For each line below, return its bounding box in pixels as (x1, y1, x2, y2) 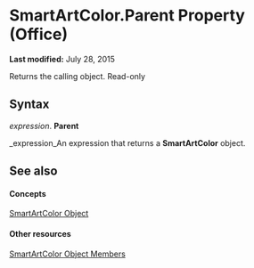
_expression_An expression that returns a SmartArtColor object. (9, 137, 246, 148)
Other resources (9, 228, 71, 239)
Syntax (9, 97, 50, 112)
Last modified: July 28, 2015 (9, 53, 116, 64)
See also (9, 164, 58, 179)
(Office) (9, 24, 69, 45)
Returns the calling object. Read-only (9, 70, 145, 81)
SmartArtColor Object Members (9, 248, 127, 259)
